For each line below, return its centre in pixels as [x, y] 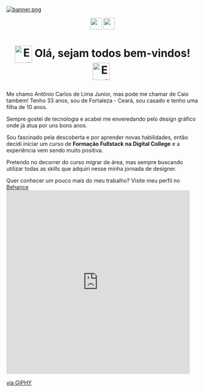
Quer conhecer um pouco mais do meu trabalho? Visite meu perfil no [93, 181]
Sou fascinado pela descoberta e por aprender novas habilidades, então [97, 137]
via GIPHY [19, 383]
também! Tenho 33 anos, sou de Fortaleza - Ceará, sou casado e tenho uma [102, 100]
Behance [17, 187]
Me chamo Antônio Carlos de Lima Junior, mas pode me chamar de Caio [98, 94]
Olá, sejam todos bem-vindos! [112, 54]
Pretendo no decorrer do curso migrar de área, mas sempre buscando [95, 162]
